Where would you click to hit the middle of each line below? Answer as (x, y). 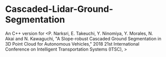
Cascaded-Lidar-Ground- (59, 9)
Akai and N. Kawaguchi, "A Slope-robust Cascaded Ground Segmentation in (83, 39)
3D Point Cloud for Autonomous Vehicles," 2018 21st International (72, 44)
